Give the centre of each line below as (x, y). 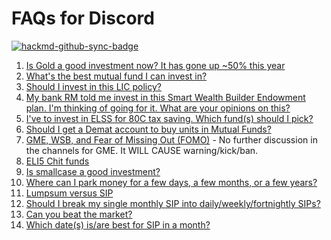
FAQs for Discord (83, 18)
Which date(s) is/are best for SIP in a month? (118, 224)
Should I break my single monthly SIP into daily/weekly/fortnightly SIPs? (173, 203)
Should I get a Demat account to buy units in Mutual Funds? (148, 129)
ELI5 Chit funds (57, 161)
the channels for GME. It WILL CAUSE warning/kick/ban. (142, 150)
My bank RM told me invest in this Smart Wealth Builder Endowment (165, 97)
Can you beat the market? (79, 214)
